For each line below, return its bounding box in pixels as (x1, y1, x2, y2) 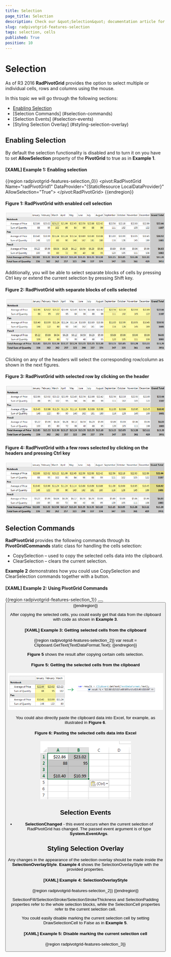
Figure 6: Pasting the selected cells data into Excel (35, 730, 136, 736)
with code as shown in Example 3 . (53, 617, 118, 622)
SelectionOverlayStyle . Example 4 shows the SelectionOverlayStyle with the (12, 862, 159, 867)
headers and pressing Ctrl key (5, 450, 71, 456)
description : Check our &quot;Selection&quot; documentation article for (5, 19, 165, 24)
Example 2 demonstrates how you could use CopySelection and (5, 568, 140, 574)
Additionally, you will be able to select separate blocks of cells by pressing (5, 270, 161, 276)
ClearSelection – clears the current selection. (12, 558, 107, 564)
